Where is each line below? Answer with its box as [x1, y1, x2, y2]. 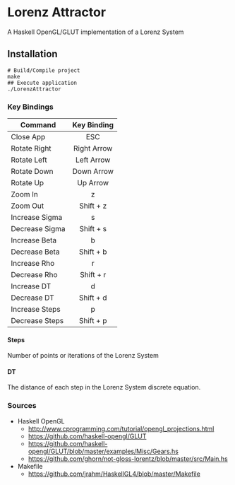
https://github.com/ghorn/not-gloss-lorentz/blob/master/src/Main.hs [28, 454, 228, 463]
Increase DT [11, 281, 52, 291]
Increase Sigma [11, 213, 63, 223]
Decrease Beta [11, 247, 60, 257]
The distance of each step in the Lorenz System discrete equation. [7, 383, 201, 392]
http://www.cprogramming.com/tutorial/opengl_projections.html [28, 424, 215, 433]
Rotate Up [11, 178, 44, 188]
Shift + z [78, 201, 107, 211]
